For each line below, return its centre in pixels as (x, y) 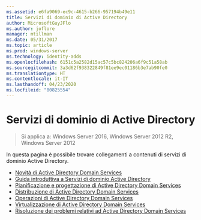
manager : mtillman (29, 34)
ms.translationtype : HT (36, 73)
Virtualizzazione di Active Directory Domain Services (80, 204)
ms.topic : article (29, 46)
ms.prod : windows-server (37, 51)
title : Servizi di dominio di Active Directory (67, 17)
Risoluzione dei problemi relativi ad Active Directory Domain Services (100, 210)
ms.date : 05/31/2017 (32, 40)
